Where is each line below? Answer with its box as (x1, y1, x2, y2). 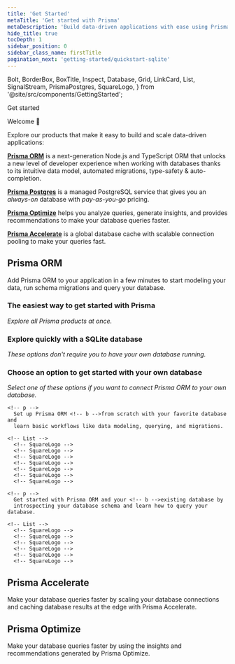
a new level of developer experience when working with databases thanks (7, 159, 221, 167)
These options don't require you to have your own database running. (7, 350, 206, 359)
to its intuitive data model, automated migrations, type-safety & (7, 166, 189, 175)
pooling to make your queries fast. (7, 237, 106, 245)
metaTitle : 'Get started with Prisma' (7, 17, 120, 24)
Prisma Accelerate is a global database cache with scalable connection (7, 229, 215, 238)
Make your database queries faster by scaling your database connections (7, 595, 220, 604)
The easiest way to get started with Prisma (7, 300, 156, 310)
